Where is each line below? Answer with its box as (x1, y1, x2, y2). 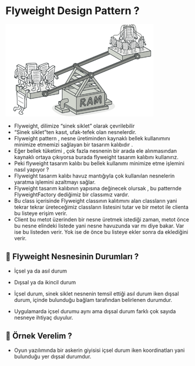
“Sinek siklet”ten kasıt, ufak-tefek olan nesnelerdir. (14, 128, 136, 136)
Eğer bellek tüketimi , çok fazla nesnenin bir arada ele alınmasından (14, 147, 177, 154)
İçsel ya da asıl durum (14, 267, 68, 274)
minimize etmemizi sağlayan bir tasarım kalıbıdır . (14, 141, 133, 148)
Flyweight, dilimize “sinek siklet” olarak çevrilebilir (14, 122, 135, 129)
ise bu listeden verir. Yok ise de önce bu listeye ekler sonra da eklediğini (14, 228, 189, 236)
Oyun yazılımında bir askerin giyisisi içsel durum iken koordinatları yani (14, 347, 185, 354)
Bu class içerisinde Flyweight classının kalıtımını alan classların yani (14, 197, 177, 204)
